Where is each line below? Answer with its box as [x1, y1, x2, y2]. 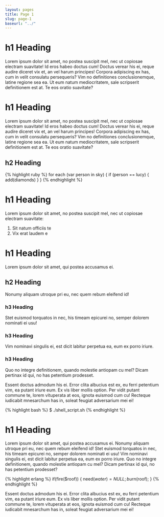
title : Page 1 [5, 12, 34, 17]
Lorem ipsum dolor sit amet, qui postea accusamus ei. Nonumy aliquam [5, 440, 149, 446]
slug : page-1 [5, 16, 32, 21]
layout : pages [5, 7, 34, 12]
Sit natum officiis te [12, 225, 51, 231]
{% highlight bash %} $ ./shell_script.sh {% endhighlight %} [5, 407, 126, 413]
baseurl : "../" [5, 21, 36, 26]
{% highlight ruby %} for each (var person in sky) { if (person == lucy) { [5, 171, 149, 177]
